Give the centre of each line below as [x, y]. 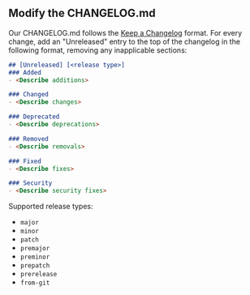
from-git [35, 283]
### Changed [28, 95]
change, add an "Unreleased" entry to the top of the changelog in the [125, 41]
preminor [35, 257]
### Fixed [25, 161]
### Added [25, 72]
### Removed [28, 139]
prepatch [35, 266]
